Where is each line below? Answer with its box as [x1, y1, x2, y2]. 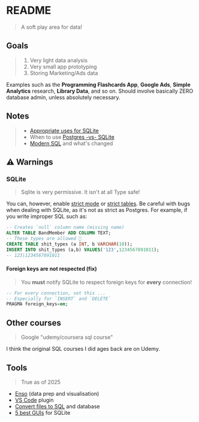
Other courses [6, 318, 61, 328]
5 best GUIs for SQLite [14, 409, 71, 416]
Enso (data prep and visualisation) [14, 390, 99, 397]
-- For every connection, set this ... [6, 290, 106, 296]
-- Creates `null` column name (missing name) [6, 224, 125, 230]
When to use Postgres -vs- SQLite [29, 133, 115, 141]
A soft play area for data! [20, 23, 83, 31]
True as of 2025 [20, 378, 61, 385]
